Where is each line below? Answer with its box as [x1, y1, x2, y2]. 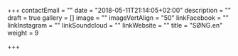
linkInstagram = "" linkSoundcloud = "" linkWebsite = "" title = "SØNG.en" [7, 21, 223, 29]
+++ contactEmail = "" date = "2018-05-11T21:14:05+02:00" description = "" [7, 6, 232, 14]
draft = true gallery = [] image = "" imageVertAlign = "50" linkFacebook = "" [7, 13, 229, 22]
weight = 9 [7, 28, 39, 37]
